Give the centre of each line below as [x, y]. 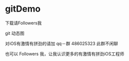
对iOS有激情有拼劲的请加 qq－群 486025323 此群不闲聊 [62, 43]
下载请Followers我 [24, 23]
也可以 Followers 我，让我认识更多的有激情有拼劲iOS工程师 [65, 54]
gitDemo [23, 9]
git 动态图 [15, 33]
